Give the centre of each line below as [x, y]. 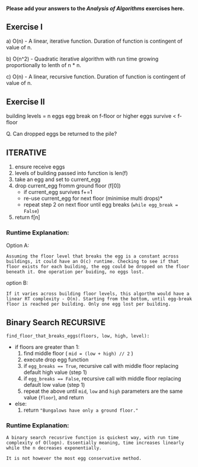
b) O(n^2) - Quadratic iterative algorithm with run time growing [82, 59]
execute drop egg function [56, 360]
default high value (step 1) [55, 372]
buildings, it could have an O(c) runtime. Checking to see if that [92, 262]
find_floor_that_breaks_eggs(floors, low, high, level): [78, 336]
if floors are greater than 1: [47, 347]
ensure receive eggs [40, 167]
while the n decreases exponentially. [54, 448]
